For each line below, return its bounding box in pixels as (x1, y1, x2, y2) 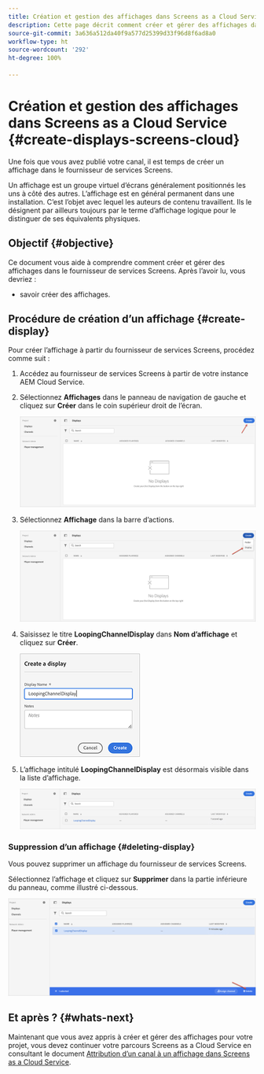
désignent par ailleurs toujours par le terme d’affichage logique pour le (8, 205, 236, 215)
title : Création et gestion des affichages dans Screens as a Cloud (8, 13, 237, 20)
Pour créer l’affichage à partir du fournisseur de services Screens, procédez (8, 345, 255, 355)
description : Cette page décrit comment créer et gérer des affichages (8, 20, 247, 29)
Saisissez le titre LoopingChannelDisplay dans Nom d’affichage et (19, 629, 238, 639)
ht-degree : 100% (8, 54, 61, 62)
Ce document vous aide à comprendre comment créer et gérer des (8, 257, 225, 267)
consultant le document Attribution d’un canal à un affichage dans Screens (8, 1049, 250, 1058)
